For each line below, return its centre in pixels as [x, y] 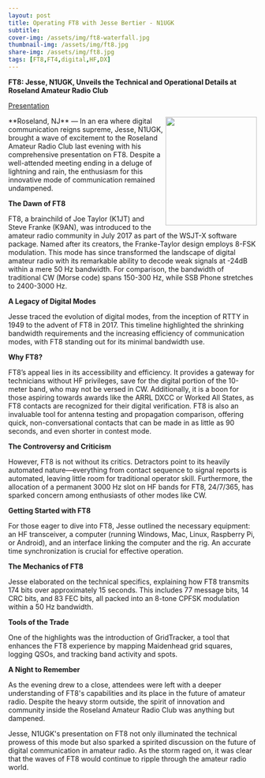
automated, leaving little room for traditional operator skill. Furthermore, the [131, 478]
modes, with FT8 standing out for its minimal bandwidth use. [106, 341]
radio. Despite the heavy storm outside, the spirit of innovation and [117, 701]
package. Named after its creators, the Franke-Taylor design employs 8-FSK [132, 244]
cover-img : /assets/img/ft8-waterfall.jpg [79, 38]
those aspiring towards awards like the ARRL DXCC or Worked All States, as [131, 397]
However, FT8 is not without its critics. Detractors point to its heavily [119, 461]
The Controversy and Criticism [60, 446]
